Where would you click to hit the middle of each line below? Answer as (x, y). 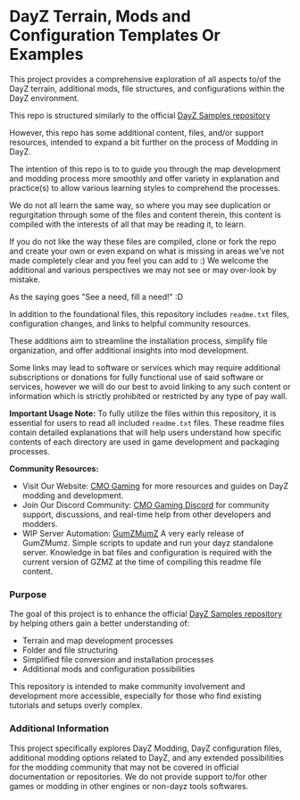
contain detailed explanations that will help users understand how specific (146, 432)
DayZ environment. (44, 98)
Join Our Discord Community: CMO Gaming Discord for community (146, 504)
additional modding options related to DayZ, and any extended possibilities (146, 757)
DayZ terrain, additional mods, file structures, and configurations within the (147, 88)
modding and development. (73, 495)
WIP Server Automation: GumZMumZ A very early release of (133, 533)
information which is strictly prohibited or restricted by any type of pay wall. (149, 396)
